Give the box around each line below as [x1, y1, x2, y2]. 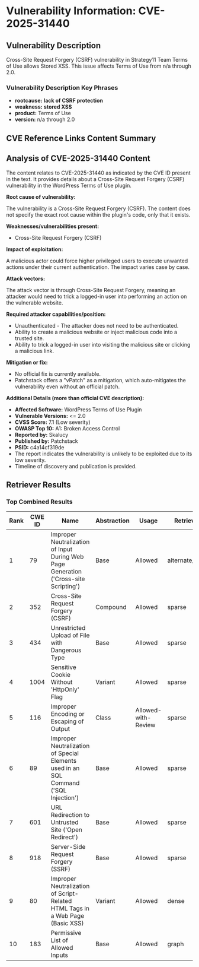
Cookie [50, 671, 71, 679]
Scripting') [50, 582, 81, 591]
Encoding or [50, 710, 85, 718]
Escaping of [50, 717, 84, 725]
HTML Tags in [50, 904, 90, 912]
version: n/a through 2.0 [14, 116, 75, 123]
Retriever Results [6, 480, 71, 490]
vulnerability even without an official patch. [14, 383, 120, 390]
